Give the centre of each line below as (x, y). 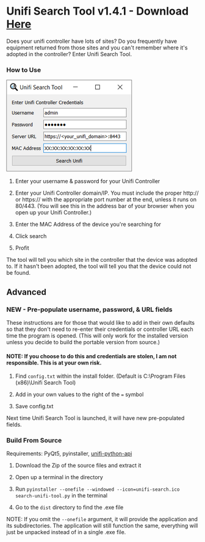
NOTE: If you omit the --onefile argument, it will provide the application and (102, 519)
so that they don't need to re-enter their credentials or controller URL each (100, 329)
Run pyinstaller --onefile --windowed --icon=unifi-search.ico (97, 489)
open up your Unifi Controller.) (53, 212)
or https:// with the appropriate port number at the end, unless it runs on (106, 200)
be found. (18, 273)
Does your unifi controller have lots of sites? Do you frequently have (92, 41)
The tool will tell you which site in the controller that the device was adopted (102, 260)
